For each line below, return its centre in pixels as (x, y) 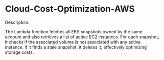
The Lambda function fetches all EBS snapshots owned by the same (74, 31)
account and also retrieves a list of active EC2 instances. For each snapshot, (82, 37)
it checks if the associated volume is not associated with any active (73, 42)
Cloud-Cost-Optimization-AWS (70, 9)
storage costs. (20, 52)
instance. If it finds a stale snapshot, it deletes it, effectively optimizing (76, 47)
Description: (17, 22)
